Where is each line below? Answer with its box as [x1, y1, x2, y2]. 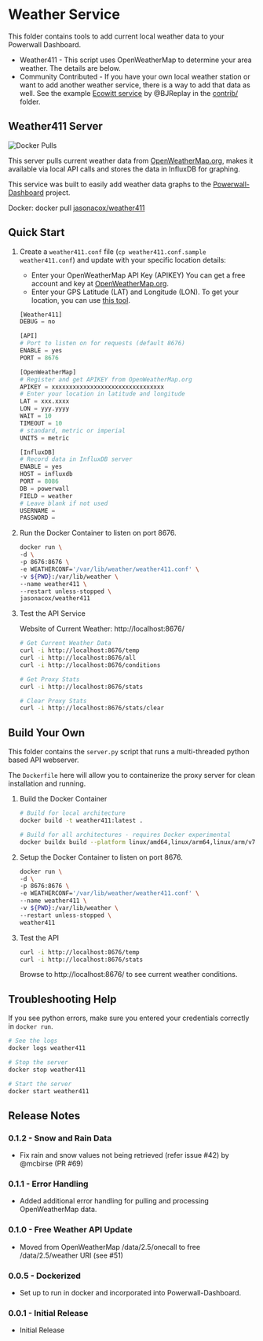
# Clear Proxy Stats [19, 697, 87, 705]
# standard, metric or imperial [19, 426, 126, 434]
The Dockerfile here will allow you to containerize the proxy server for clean [8, 771, 255, 780]
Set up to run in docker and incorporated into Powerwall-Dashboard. [19, 1288, 242, 1298]
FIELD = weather [19, 492, 73, 500]
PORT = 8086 [19, 477, 59, 485]
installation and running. [8, 779, 86, 788]
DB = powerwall [19, 484, 70, 492]
